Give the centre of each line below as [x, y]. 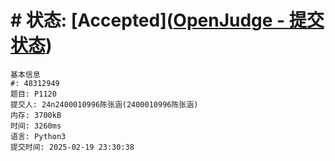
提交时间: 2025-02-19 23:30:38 [72, 147]
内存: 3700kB [36, 115]
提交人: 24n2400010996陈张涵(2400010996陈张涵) [104, 104]
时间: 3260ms [36, 126]
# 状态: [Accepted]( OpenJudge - [148, 20]
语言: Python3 [38, 136]
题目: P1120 [33, 94]
